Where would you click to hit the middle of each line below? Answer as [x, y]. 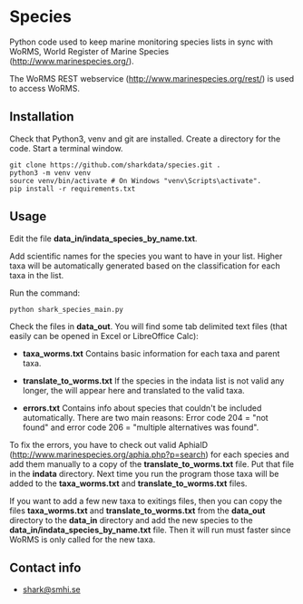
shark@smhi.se [51, 589]
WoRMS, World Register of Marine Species [89, 51]
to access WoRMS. [44, 88]
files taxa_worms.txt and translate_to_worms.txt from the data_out [137, 511]
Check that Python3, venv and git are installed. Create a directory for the [145, 139]
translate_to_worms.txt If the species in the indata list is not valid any [153, 380]
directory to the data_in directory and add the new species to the [131, 520]
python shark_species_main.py [67, 309]
